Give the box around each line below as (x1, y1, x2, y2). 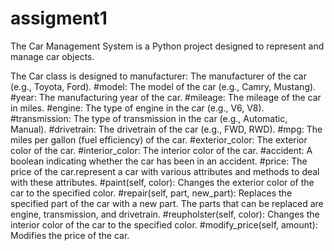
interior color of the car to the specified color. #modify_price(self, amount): (10, 218, 318, 231)
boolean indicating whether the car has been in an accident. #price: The (10, 155, 308, 167)
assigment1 (10, 7, 108, 30)
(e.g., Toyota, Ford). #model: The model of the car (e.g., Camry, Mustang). (10, 80, 317, 92)
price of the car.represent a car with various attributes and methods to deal (10, 165, 320, 177)
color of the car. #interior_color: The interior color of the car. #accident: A (10, 144, 313, 156)
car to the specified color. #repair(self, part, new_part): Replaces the (10, 187, 293, 199)
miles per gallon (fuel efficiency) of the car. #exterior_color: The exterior (10, 133, 308, 146)
